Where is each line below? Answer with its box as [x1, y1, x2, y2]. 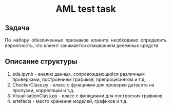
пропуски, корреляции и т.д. [12, 87, 75, 93]
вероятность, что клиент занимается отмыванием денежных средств [5, 42, 159, 49]
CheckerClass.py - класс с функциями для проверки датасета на [12, 81, 155, 88]
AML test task [55, 3, 116, 15]
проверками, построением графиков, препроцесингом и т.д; [12, 76, 146, 82]
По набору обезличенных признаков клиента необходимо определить [5, 37, 167, 43]
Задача [5, 24, 30, 32]
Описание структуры [5, 57, 78, 66]
